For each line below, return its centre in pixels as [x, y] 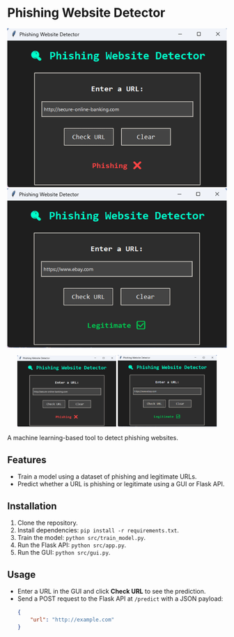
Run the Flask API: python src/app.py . [72, 545]
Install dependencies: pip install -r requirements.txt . [98, 530]
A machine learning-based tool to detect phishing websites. [93, 438]
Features [27, 459]
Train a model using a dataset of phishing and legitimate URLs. [107, 477]
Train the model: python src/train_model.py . [81, 538]
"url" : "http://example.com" [72, 620]
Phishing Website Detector [86, 13]
